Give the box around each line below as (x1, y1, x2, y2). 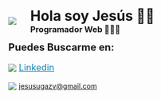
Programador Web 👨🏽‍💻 (30, 24, 121, 34)
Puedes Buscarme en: (8, 41, 115, 53)
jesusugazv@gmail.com (18, 81, 97, 90)
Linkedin (18, 62, 55, 73)
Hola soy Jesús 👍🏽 (30, 7, 155, 25)
